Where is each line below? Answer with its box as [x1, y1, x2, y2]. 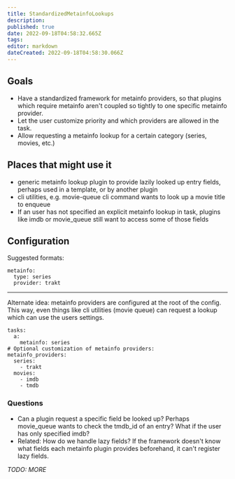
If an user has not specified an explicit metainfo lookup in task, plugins [17, 208, 221, 216]
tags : [7, 36, 23, 43]
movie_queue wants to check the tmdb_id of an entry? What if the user [17, 421, 222, 430]
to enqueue [17, 200, 51, 208]
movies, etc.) [17, 138, 55, 147]
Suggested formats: [7, 254, 64, 262]
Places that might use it [7, 159, 112, 171]
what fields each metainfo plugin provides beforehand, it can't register [17, 444, 220, 452]
